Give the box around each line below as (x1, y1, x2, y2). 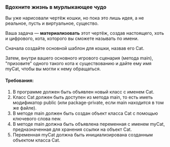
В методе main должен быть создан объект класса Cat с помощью (12, 110, 158, 116)
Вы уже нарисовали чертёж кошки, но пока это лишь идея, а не (5, 15, 144, 21)
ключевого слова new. (12, 115, 62, 122)
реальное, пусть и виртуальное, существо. (5, 20, 99, 26)
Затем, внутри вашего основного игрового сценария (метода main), (5, 55, 153, 61)
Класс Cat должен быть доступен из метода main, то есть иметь (12, 94, 153, 100)
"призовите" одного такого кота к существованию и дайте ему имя (5, 61, 152, 67)
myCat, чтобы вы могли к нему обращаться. (5, 66, 101, 72)
